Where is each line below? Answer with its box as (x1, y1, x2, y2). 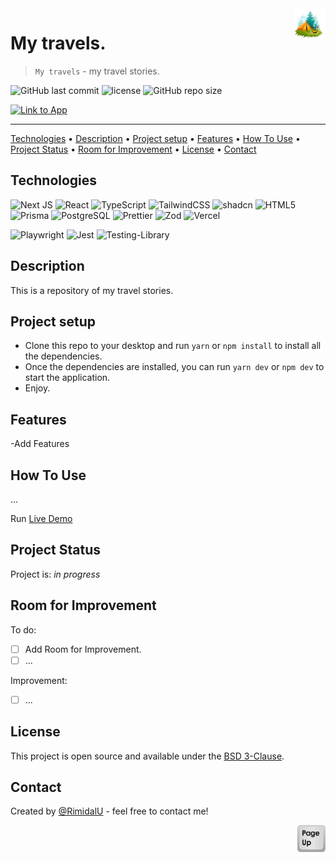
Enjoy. (24, 382, 51, 394)
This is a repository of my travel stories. (10, 284, 174, 296)
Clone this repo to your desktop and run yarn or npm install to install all (24, 340, 322, 352)
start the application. (24, 372, 111, 384)
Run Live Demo (10, 513, 73, 524)
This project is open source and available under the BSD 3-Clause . (10, 750, 285, 762)
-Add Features (10, 438, 70, 450)
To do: (10, 623, 37, 636)
